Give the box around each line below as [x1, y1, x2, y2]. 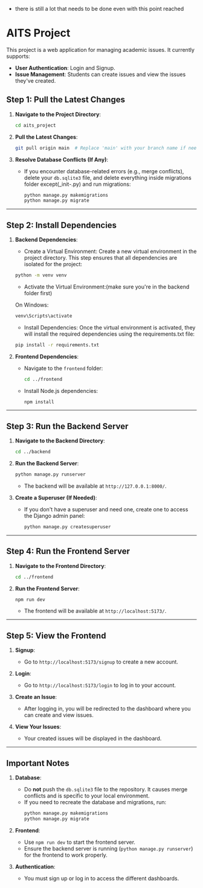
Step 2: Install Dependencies [6, 220, 117, 230]
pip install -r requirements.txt [14, 342, 100, 348]
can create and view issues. [24, 712, 94, 719]
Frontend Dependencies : [14, 353, 79, 360]
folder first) [24, 289, 53, 296]
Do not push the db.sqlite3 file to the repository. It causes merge [24, 786, 188, 793]
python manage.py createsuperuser [24, 524, 111, 530]
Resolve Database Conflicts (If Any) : [14, 156, 109, 163]
